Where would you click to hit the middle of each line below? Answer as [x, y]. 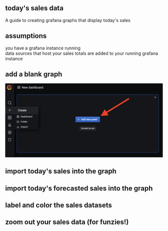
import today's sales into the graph [61, 171]
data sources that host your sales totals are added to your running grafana [82, 53]
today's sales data [34, 8]
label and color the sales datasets [59, 205]
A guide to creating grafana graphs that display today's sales [68, 20]
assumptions [26, 36]
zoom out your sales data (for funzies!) [67, 222]
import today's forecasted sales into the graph [79, 188]
